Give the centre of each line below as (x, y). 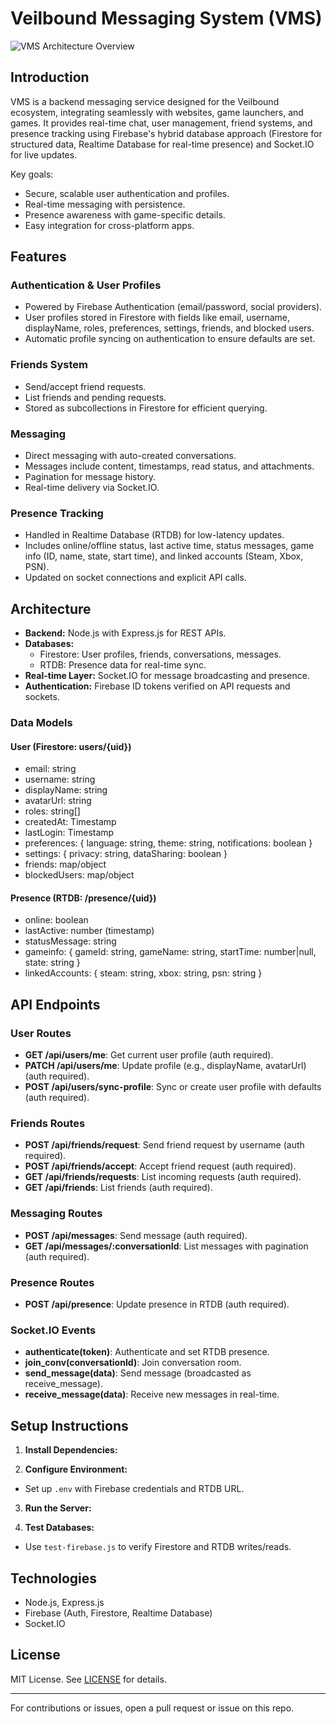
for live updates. (44, 154)
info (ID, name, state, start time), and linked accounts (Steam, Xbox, (164, 556)
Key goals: (32, 174)
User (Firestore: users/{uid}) (71, 746)
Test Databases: (59, 1528)
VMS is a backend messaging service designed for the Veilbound (145, 101)
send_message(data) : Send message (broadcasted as (138, 1373)
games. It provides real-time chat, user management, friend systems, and (161, 123)
